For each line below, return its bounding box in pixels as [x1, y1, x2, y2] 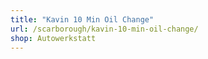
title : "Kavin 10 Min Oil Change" [10, 14, 155, 25]
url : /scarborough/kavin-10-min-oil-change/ [10, 24, 199, 34]
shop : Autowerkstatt [10, 33, 97, 43]
